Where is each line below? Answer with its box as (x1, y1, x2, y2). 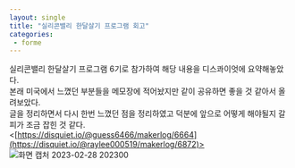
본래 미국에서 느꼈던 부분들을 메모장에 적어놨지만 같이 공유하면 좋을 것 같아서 (9, 86, 277, 97)
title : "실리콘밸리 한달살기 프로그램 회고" (9, 21, 150, 30)
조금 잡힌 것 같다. (25, 120, 86, 130)
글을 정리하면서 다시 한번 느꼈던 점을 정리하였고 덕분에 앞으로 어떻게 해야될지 (9, 108, 277, 119)
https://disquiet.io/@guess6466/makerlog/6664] (17, 130, 198, 140)
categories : (9, 29, 54, 38)
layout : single (9, 13, 66, 22)
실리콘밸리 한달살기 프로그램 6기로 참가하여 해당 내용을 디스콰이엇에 (9, 63, 246, 74)
